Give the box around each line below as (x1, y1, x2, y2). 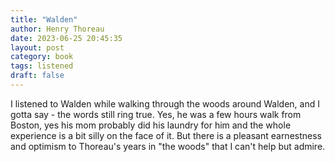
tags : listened (10, 61, 74, 71)
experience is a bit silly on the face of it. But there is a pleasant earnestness (10, 129, 322, 141)
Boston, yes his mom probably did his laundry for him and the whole (10, 119, 292, 131)
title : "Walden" (10, 14, 78, 25)
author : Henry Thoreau (10, 24, 105, 34)
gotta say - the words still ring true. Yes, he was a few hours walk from (10, 108, 302, 120)
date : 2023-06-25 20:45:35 (10, 33, 123, 43)
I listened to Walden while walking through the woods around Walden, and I (10, 97, 320, 110)
